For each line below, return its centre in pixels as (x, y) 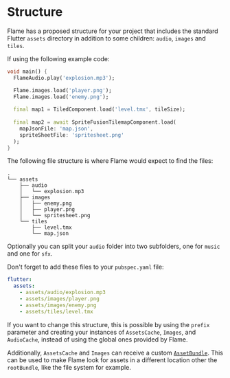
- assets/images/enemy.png (58, 305)
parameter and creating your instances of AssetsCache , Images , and (102, 332)
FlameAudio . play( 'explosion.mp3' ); (64, 78)
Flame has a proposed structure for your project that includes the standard (113, 31)
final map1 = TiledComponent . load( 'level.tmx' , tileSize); (100, 110)
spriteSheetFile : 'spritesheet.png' (72, 135)
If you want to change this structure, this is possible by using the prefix (108, 324)
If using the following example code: (58, 58)
